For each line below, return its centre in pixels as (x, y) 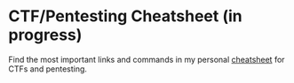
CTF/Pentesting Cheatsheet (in (125, 16)
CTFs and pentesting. (48, 69)
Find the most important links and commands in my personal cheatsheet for (147, 59)
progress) (45, 35)
